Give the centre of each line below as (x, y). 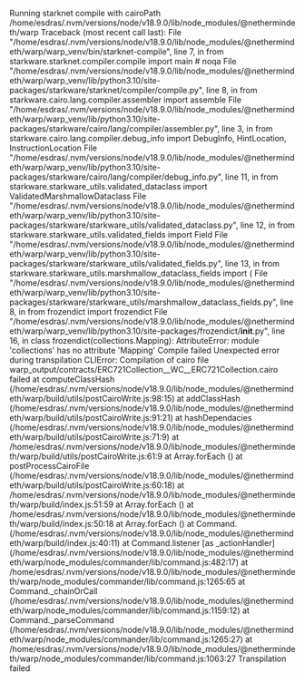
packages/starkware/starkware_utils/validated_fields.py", (117, 263)
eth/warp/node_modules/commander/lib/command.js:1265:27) (126, 639)
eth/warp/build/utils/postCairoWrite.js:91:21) (92, 418)
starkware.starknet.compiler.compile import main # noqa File (123, 61)
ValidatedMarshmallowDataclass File (78, 196)
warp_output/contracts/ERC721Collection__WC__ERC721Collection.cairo (144, 370)
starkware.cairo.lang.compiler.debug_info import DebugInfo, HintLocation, (148, 138)
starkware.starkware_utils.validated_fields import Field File (119, 234)
